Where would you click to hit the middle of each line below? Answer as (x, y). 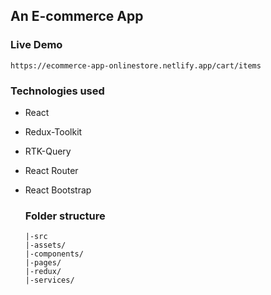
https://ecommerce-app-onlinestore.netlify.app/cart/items (136, 65)
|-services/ (49, 280)
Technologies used (57, 91)
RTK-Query (48, 151)
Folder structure (65, 216)
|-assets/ (45, 245)
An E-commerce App (77, 16)
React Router (51, 170)
